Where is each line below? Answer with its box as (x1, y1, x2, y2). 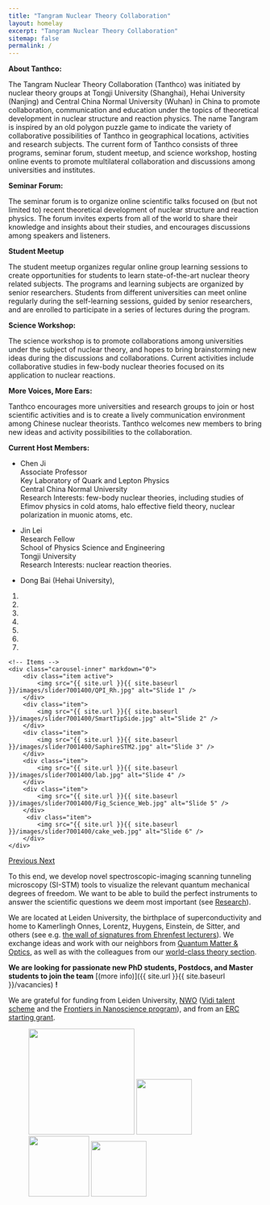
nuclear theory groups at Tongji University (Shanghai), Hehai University (8, 88, 246, 98)
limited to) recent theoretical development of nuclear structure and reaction (8, 205, 259, 215)
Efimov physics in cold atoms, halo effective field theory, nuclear (19, 502, 235, 511)
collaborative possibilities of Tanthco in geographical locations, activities (8, 131, 250, 141)
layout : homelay (8, 19, 63, 27)
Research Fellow (19, 534, 75, 544)
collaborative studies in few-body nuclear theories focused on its (8, 362, 225, 372)
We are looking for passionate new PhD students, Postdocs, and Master (8, 963, 254, 973)
